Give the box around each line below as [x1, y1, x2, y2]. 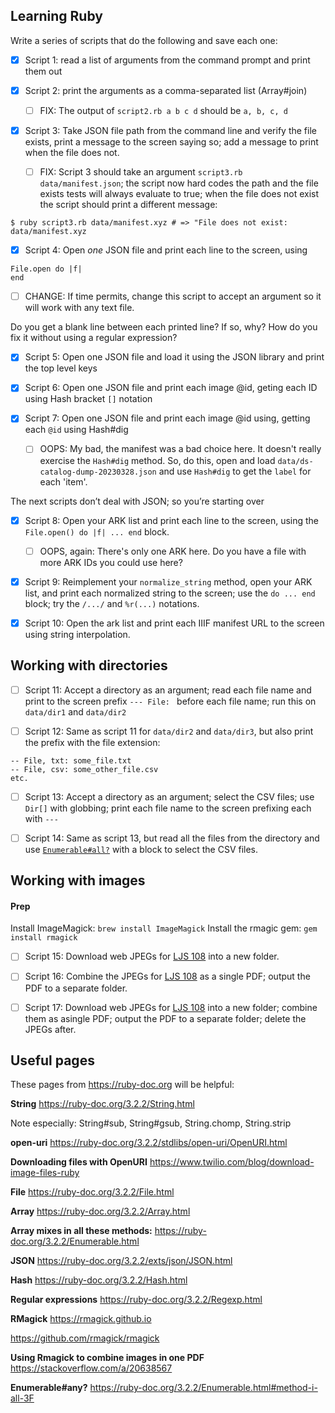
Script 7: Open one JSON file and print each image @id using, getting [24, 412, 311, 424]
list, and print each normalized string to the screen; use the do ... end [24, 587, 316, 599]
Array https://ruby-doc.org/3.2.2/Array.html [10, 1205, 191, 1218]
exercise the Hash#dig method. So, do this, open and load [39, 454, 276, 466]
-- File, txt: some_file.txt [10, 755, 132, 766]
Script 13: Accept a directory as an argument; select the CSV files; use [24, 790, 315, 803]
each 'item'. [39, 475, 88, 488]
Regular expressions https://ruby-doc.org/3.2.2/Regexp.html [10, 1294, 263, 1306]
